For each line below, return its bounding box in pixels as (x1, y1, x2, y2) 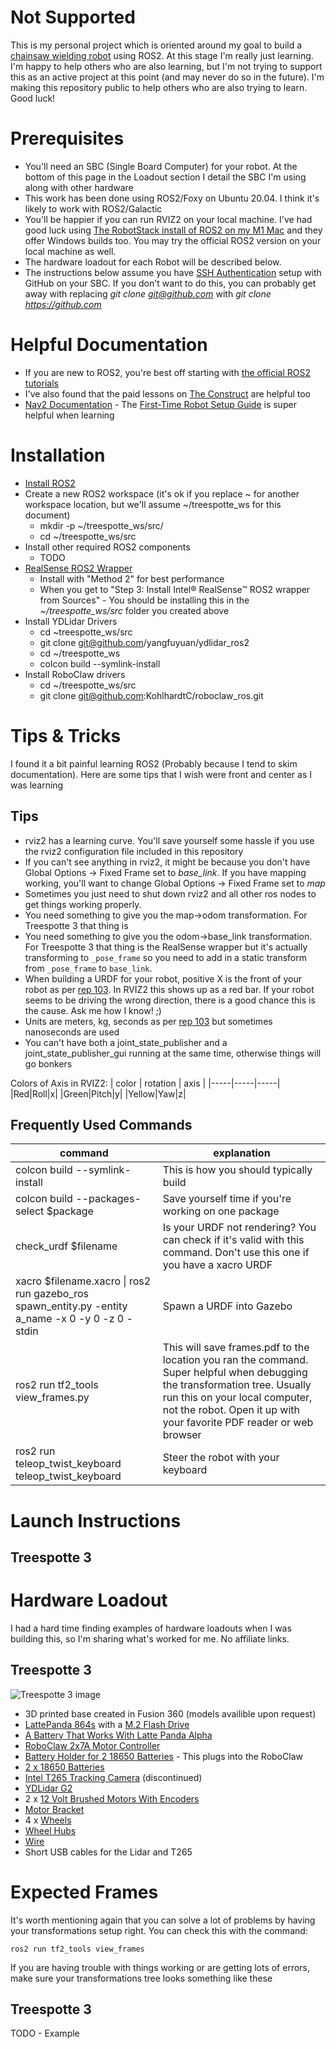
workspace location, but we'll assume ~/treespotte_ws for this (24, 498, 282, 510)
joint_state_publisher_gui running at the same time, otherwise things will (24, 1047, 322, 1059)
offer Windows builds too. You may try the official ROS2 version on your (24, 234, 322, 246)
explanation (213, 1146, 271, 1160)
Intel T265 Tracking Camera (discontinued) (24, 1771, 203, 1783)
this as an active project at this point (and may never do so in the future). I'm (10, 71, 325, 83)
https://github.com (24, 298, 102, 310)
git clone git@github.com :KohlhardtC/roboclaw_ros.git (39, 689, 264, 701)
